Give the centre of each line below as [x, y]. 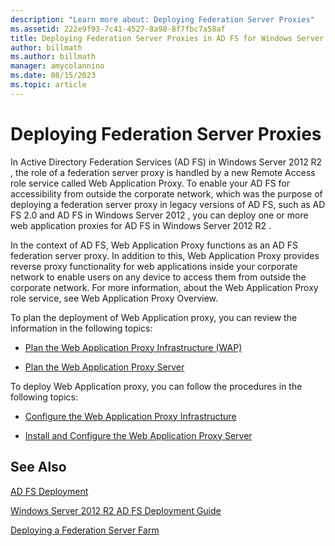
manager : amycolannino [57, 66]
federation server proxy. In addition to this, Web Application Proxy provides [165, 255]
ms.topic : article [48, 85]
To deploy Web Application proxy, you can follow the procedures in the [156, 386]
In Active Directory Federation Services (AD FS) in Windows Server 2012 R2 [166, 162]
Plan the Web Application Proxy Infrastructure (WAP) [133, 347]
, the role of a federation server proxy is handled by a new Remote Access [163, 172]
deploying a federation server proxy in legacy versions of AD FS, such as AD [168, 204]
